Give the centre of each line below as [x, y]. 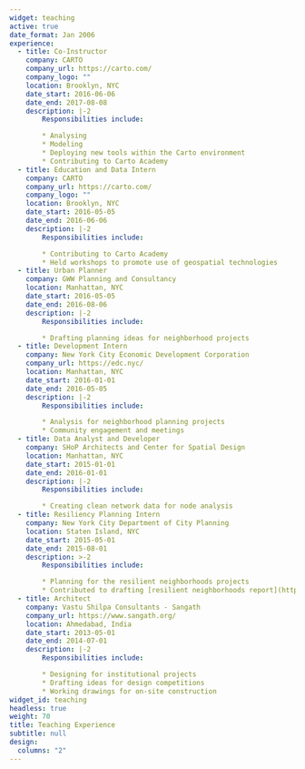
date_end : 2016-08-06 [66, 304]
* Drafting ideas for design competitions [123, 683]
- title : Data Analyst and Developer [89, 439]
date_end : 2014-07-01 [66, 641]
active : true [34, 26]
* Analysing [65, 136]
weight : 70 [30, 717]
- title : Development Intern [73, 347]
